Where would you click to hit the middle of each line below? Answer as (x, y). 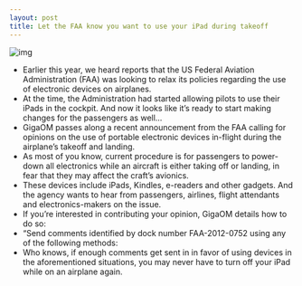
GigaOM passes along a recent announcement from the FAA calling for (154, 127)
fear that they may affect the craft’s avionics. (106, 175)
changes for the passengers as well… (92, 118)
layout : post (34, 18)
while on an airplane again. (73, 272)
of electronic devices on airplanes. (87, 89)
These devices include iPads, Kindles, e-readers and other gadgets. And (158, 185)
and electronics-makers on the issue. (92, 204)
